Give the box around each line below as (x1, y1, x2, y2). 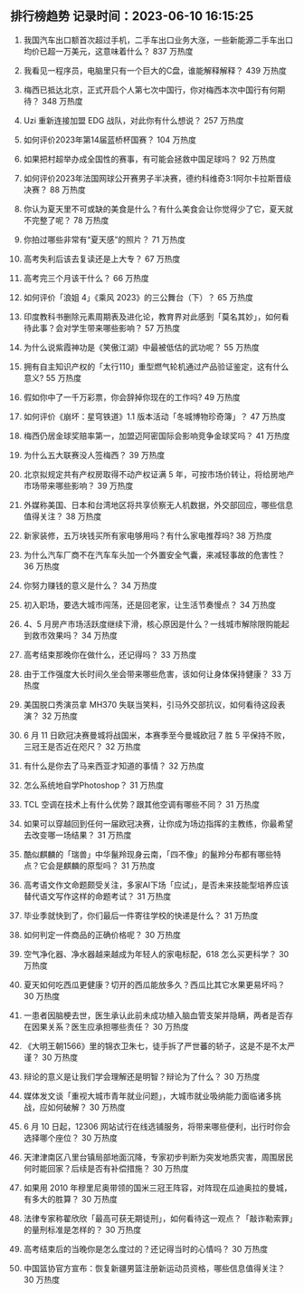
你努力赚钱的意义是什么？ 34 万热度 (23, 580, 157, 591)
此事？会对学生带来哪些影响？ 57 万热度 (31, 322, 180, 333)
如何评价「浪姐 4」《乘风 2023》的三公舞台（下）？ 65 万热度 (23, 291, 254, 302)
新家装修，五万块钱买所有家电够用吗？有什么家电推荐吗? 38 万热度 (23, 530, 272, 541)
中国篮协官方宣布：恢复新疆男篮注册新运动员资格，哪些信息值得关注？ (23, 1262, 286, 1273)
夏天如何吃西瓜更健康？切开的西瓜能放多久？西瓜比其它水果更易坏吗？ (23, 979, 286, 990)
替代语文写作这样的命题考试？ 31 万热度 (23, 890, 172, 901)
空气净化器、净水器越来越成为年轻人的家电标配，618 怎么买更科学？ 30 (23, 948, 290, 959)
